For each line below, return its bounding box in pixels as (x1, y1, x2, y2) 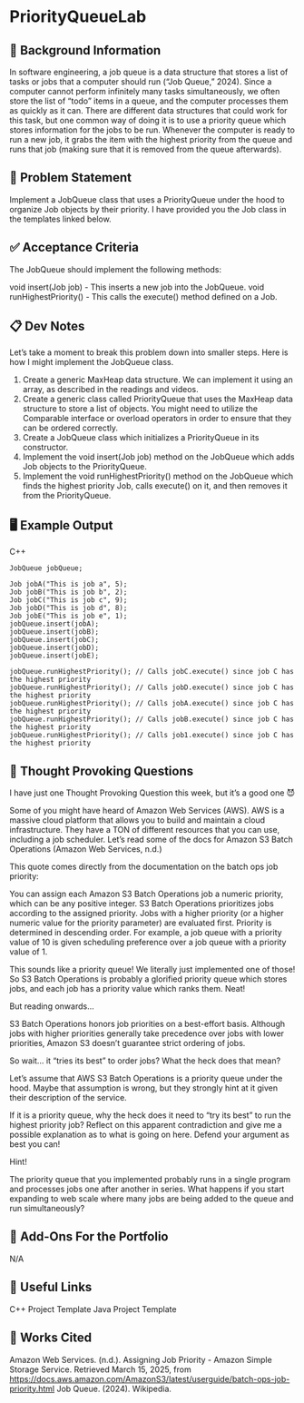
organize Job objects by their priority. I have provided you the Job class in (9, 203, 287, 214)
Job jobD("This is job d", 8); (9, 604, 128, 613)
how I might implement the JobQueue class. (9, 357, 174, 368)
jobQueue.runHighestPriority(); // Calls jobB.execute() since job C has (9, 715, 295, 724)
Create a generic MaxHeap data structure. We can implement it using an (22, 374, 293, 385)
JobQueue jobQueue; (9, 564, 83, 573)
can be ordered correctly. (22, 422, 118, 433)
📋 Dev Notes (9, 319, 85, 334)
